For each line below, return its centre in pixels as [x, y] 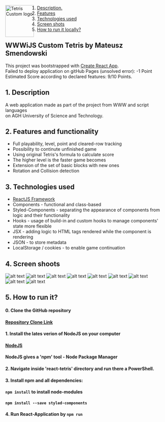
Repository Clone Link [29, 322]
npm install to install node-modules [44, 392]
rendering [23, 237]
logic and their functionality [41, 215]
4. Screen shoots [32, 264]
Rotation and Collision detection [46, 171]
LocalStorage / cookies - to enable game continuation [69, 248]
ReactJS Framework [34, 199]
